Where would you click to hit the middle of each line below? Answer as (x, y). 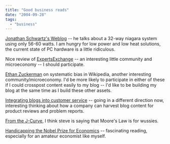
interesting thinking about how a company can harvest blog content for (79, 106)
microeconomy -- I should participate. (45, 64)
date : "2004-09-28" (26, 15)
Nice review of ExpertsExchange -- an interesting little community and (79, 59)
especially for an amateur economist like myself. (56, 136)
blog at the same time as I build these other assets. (58, 91)
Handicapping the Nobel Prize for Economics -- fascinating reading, (76, 131)
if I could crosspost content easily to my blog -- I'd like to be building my (81, 85)
